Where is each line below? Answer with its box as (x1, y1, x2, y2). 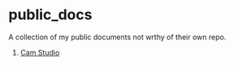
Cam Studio (19, 47, 60, 57)
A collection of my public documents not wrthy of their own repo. (8, 32, 227, 42)
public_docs (8, 6, 93, 24)
